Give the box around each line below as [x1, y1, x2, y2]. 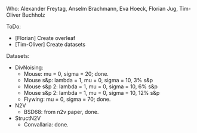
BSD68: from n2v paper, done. [23, 109, 99, 115]
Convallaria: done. [23, 121, 69, 128]
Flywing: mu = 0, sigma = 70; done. [23, 95, 111, 103]
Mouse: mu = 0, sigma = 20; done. [23, 70, 109, 77]
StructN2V [14, 115, 41, 122]
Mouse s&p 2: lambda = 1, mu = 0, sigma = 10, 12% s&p [23, 89, 160, 96]
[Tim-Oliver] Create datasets [14, 41, 85, 48]
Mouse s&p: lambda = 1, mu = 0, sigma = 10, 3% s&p [23, 77, 153, 83]
